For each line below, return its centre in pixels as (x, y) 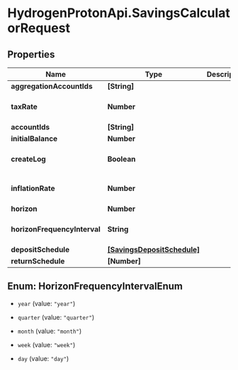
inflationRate (33, 188)
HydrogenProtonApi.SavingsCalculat (119, 13)
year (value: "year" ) (46, 303)
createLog (28, 159)
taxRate (24, 107)
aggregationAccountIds (52, 86)
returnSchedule (38, 261)
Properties (31, 54)
